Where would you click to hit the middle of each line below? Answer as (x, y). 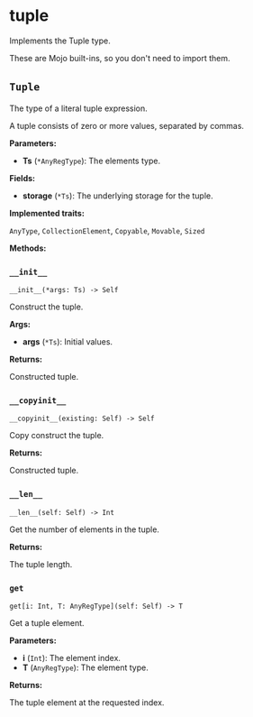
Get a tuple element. (47, 622)
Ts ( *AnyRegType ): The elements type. (91, 161)
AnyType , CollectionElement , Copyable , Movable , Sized (107, 230)
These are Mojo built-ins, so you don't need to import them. (120, 58)
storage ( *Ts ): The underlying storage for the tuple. (117, 196)
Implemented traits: (47, 213)
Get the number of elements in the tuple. (85, 529)
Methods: (28, 248)
